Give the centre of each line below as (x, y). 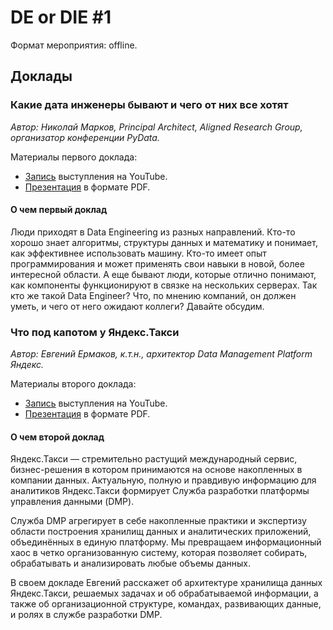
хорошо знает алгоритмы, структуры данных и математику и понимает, (164, 242)
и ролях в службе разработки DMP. (86, 615)
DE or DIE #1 (61, 17)
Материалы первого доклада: (74, 157)
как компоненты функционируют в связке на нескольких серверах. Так (164, 285)
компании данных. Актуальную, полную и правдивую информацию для (163, 480)
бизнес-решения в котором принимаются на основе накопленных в (156, 470)
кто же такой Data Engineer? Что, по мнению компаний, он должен (153, 295)
